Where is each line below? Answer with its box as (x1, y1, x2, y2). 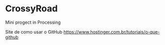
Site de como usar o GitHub (5, 29, 63, 35)
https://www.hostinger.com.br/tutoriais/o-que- (63, 29, 160, 35)
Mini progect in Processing (5, 19, 61, 25)
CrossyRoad (5, 3, 58, 14)
